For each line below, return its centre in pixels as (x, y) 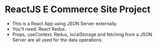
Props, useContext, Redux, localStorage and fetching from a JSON (82, 34)
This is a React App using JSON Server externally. (65, 23)
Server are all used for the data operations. (57, 40)
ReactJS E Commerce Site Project (78, 9)
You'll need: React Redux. (39, 29)
